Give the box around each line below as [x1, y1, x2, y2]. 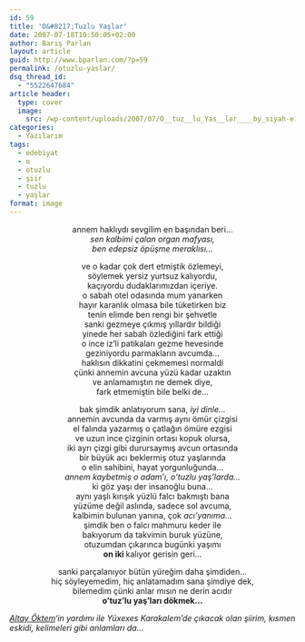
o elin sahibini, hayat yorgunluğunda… [81, 461, 224, 472]
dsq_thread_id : [9, 73, 67, 82]
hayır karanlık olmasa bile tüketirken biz [78, 299, 227, 310]
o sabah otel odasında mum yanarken [82, 290, 223, 301]
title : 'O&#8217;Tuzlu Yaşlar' [9, 22, 128, 31]
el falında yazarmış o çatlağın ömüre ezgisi [72, 423, 233, 434]
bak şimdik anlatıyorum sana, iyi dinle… [79, 403, 226, 414]
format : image [9, 199, 64, 209]
